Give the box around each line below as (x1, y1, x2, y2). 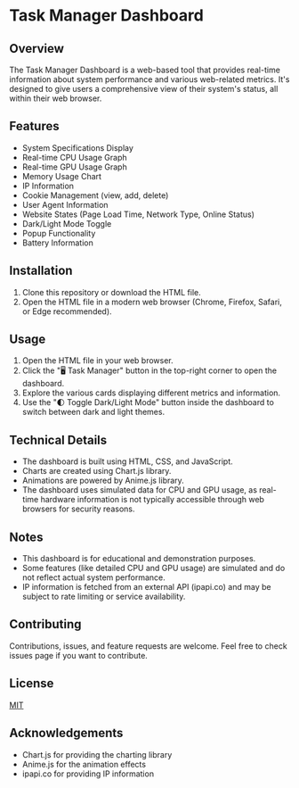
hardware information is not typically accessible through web (40, 494, 265, 505)
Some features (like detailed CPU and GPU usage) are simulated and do (21, 563, 286, 574)
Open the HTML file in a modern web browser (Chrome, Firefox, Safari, (21, 296, 283, 307)
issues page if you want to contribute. (9, 650, 149, 660)
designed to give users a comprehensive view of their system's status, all (9, 84, 279, 94)
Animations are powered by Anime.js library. (21, 475, 184, 486)
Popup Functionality (21, 228, 96, 238)
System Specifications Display (21, 142, 133, 153)
